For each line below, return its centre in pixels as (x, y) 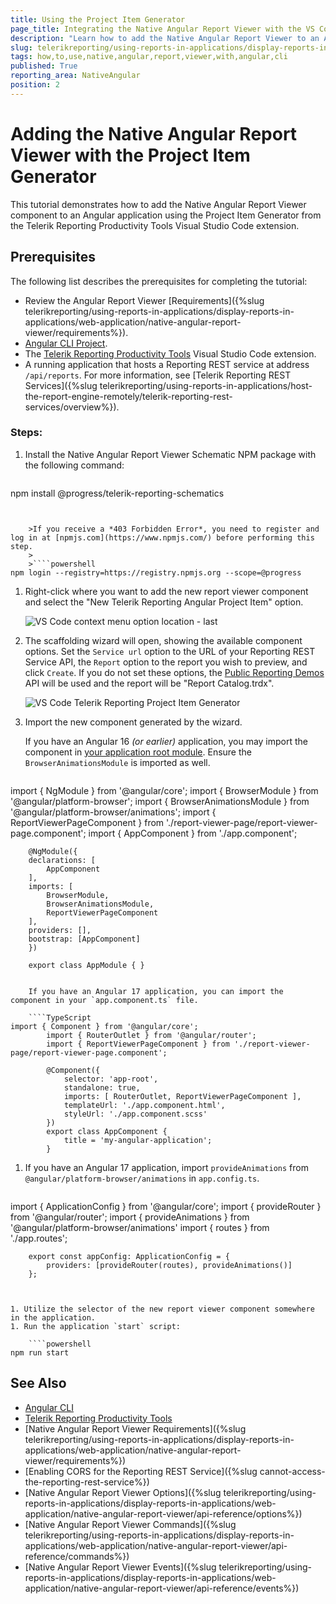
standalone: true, (102, 1087)
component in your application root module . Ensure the (138, 752)
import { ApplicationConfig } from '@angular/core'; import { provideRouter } (166, 1206)
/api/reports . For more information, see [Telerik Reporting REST (158, 375)
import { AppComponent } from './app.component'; (193, 833)
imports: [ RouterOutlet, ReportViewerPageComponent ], (182, 1096)
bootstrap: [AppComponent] (84, 939)
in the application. (53, 1317)
